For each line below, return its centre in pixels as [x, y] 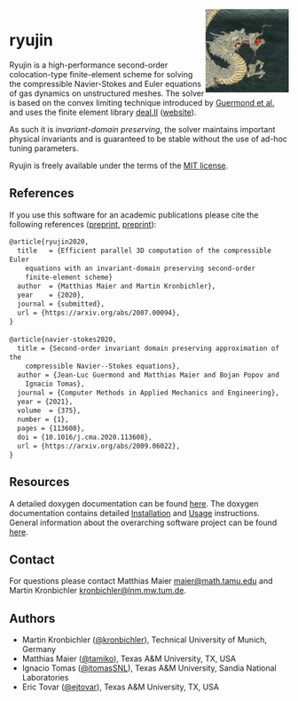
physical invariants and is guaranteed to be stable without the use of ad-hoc [149, 139]
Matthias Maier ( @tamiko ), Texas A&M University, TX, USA [129, 659]
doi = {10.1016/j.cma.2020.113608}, [85, 437]
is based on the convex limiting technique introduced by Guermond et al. [142, 102]
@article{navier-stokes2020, [63, 339]
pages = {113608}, [51, 428]
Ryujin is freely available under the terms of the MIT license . [119, 165]
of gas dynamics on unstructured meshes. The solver [107, 93]
